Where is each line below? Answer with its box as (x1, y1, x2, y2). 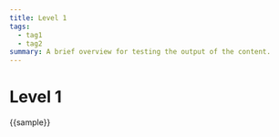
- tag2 (17, 38, 43, 48)
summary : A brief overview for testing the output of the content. (9, 47, 272, 57)
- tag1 (17, 30, 43, 39)
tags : (9, 22, 30, 31)
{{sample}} (9, 117, 51, 128)
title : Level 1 (9, 13, 67, 23)
